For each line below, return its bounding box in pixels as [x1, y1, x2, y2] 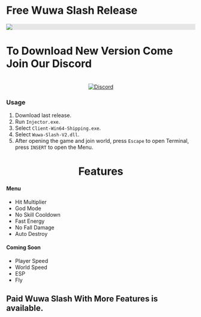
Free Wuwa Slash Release [6, 4, 138, 17]
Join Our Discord [6, 57, 92, 71]
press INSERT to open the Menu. [14, 143, 94, 151]
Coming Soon [6, 244, 41, 251]
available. [6, 303, 44, 313]
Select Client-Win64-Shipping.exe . [14, 124, 101, 132]
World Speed [14, 264, 48, 271]
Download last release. [14, 112, 72, 119]
